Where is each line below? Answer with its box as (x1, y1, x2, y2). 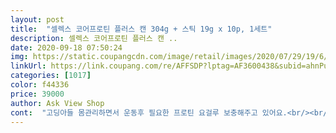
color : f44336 (10, 80, 70, 90)
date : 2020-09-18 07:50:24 (10, 42, 123, 53)
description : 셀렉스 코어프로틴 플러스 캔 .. (10, 33, 178, 43)
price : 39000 (10, 89, 65, 99)
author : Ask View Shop (10, 98, 105, 108)
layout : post (10, 14, 65, 25)
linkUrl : (10, 61, 47, 71)
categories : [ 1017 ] (10, 71, 92, 81)
